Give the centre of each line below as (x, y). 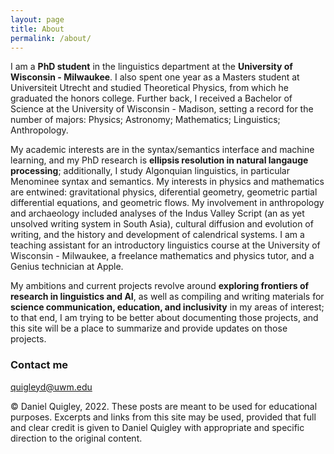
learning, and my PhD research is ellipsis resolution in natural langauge (159, 160)
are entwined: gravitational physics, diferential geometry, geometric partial (164, 192)
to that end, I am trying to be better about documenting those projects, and (164, 318)
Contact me (39, 365)
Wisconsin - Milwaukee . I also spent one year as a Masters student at (155, 77)
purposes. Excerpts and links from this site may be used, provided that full (163, 417)
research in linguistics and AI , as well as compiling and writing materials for (167, 297)
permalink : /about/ (51, 38)
